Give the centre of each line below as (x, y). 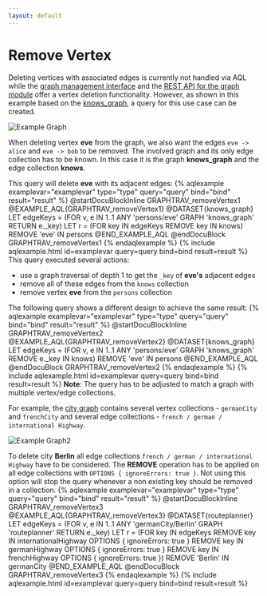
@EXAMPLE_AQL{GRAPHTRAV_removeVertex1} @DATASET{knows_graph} (131, 209)
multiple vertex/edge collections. (62, 392)
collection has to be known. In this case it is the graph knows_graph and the (134, 159)
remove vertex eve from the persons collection (96, 292)
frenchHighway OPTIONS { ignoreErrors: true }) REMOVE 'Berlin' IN (119, 558)
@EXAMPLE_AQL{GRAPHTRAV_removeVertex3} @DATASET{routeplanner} (131, 515)
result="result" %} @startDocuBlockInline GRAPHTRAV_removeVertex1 (124, 200)
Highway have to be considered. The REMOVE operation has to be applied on (134, 464)
